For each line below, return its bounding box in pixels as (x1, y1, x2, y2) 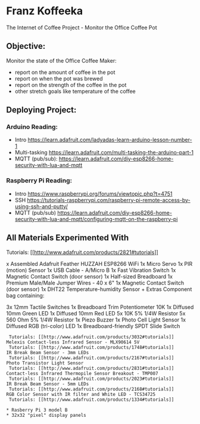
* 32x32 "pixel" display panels (6, 412, 86, 418)
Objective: (6, 41, 46, 51)
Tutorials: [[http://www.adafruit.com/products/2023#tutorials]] (8, 376, 174, 382)
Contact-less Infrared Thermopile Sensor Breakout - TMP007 (6, 370, 159, 376)
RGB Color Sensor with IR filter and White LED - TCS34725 (6, 391, 156, 397)
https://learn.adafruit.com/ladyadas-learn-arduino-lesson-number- (27, 136, 192, 144)
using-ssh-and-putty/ (14, 203, 68, 210)
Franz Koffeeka (6, 4, 83, 18)
